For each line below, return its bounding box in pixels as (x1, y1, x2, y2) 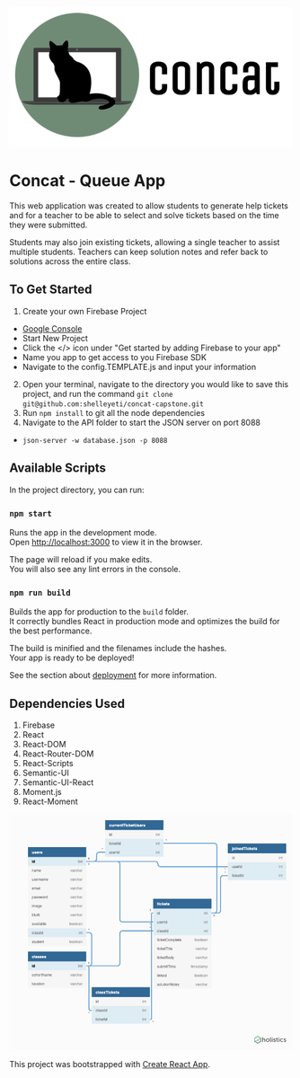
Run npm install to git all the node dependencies (22, 407, 205, 418)
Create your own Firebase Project (22, 305, 147, 316)
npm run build (9, 588, 71, 597)
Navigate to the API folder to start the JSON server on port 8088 (22, 417, 260, 428)
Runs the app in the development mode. (9, 526, 157, 537)
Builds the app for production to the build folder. (9, 606, 190, 617)
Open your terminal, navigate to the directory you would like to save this (22, 378, 289, 389)
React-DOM (22, 739, 66, 750)
